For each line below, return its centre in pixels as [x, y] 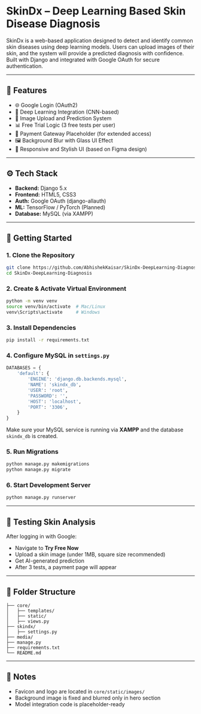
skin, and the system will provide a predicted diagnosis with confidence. [95, 53]
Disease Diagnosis [53, 24]
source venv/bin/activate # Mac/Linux [56, 307]
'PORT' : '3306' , [48, 407]
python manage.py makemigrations [48, 464]
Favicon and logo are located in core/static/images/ [80, 691]
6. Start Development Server [48, 485]
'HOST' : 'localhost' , [55, 401]
